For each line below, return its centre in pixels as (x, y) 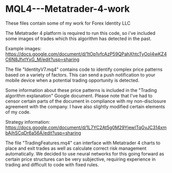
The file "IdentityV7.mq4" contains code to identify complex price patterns (84, 69)
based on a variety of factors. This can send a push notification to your (80, 74)
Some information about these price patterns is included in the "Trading (81, 90)
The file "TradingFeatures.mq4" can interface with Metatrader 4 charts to (83, 143)
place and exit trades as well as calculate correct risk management (76, 148)
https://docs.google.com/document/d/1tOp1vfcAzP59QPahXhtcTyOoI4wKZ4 (86, 54)
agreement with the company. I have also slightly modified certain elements (85, 106)
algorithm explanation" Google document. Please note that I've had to (79, 95)
